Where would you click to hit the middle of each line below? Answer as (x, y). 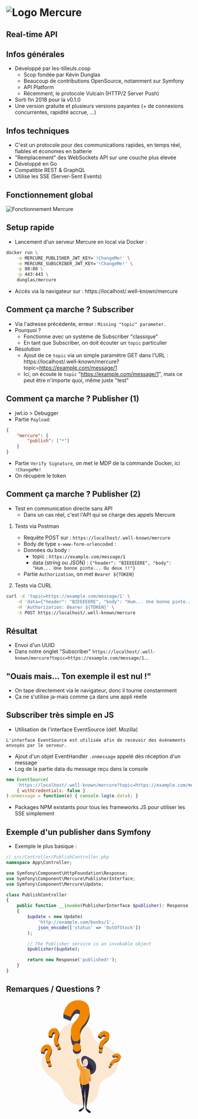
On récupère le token (40, 476)
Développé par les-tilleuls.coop (53, 68)
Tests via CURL (33, 585)
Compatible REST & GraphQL (50, 170)
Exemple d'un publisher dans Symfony (79, 832)
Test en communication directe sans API (64, 508)
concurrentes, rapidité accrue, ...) (55, 113)
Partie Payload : (33, 419)
